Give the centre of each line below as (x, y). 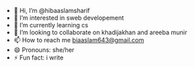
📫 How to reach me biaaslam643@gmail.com (79, 40)
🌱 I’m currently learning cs (51, 25)
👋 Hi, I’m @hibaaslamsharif (52, 11)
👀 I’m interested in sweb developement (69, 18)
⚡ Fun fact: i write (39, 57)
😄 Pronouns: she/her (44, 50)
